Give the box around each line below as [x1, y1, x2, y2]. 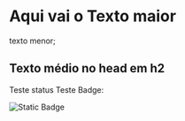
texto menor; [9, 35, 56, 46]
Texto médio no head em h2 [9, 61, 166, 76]
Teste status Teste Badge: [9, 84, 104, 95]
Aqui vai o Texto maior [9, 6, 177, 26]
